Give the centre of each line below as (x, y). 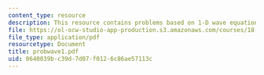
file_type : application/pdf (54, 37)
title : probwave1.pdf (44, 52)
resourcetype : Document (47, 45)
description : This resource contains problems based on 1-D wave (117, 23)
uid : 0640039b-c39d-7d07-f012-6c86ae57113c (81, 59)
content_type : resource (47, 15)
